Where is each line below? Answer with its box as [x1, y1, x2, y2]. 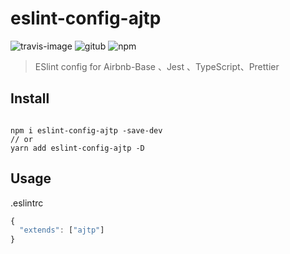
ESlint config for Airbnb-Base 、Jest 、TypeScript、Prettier [34, 60, 280, 72]
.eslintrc [10, 197, 44, 209]
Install [10, 90, 50, 107]
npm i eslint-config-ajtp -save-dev [10, 125, 163, 136]
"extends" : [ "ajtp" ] [19, 225, 105, 236]
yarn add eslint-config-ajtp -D [10, 143, 145, 153]
